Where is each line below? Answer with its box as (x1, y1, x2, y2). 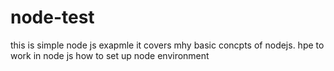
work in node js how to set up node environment (10, 49, 210, 61)
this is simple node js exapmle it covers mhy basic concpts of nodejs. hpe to (10, 39, 325, 51)
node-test (10, 6, 95, 29)
